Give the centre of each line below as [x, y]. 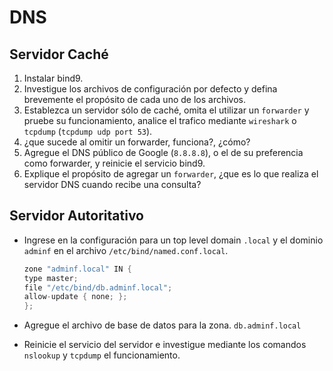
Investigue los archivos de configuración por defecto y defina [150, 89]
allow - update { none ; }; [75, 297]
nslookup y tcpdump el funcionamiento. [102, 355]
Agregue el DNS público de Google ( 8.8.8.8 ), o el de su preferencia [163, 152]
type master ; [51, 278]
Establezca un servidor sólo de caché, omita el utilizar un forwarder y [166, 110]
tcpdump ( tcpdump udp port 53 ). [88, 131]
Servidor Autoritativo [76, 216]
